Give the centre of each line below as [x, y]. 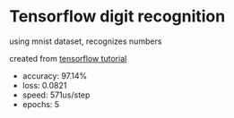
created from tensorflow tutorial [68, 58]
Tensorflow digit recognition [117, 17]
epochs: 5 [41, 104]
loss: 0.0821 [44, 85]
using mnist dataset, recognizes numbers [86, 41]
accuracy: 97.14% [55, 76]
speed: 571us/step [56, 95]
